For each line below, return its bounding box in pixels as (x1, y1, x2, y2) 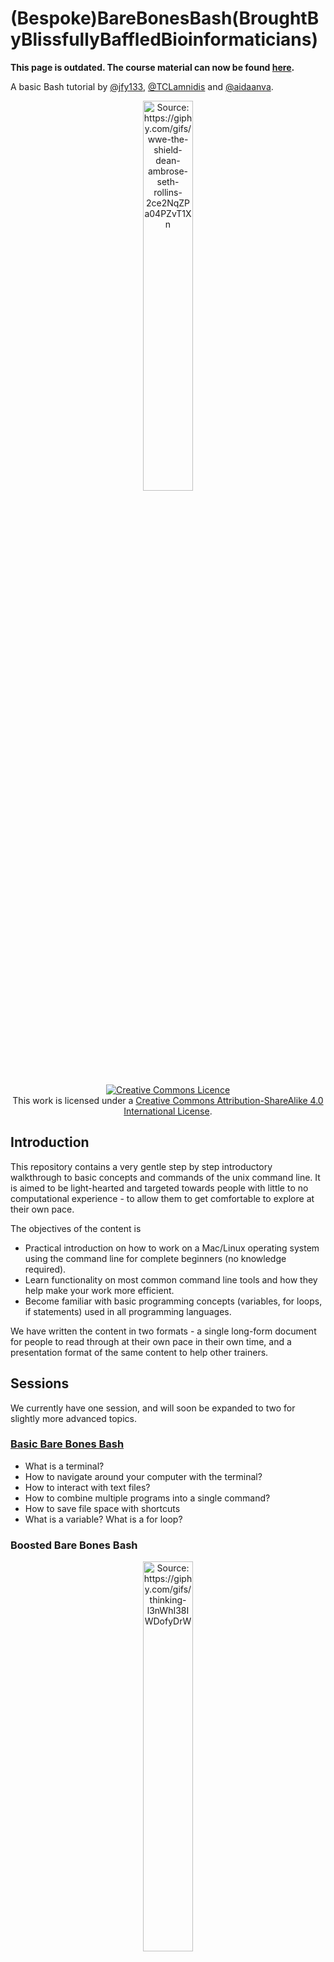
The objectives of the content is (10, 1222, 142, 1234)
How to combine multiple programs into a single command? (24, 1492, 271, 1504)
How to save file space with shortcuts (24, 1502, 181, 1514)
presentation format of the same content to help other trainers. (10, 1346, 269, 1358)
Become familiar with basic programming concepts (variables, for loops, (24, 1295, 323, 1307)
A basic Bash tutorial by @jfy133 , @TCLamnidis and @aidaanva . (10, 80, 274, 92)
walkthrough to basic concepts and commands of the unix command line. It (10, 1171, 321, 1183)
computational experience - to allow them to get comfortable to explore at (10, 1192, 315, 1204)
